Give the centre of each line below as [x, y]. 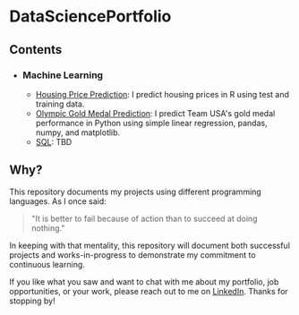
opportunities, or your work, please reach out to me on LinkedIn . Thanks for [149, 291]
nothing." [48, 228]
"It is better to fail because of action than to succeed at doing [144, 218]
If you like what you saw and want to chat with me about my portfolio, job [144, 281]
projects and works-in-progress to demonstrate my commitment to [133, 255]
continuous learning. [47, 264]
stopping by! [32, 301]
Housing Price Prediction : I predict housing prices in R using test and [162, 94]
